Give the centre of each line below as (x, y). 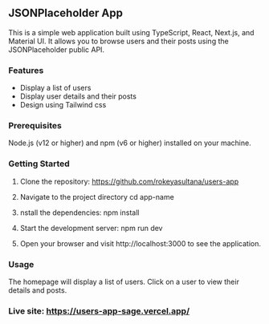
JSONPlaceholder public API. (57, 49)
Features (26, 70)
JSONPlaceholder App (65, 13)
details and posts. (38, 290)
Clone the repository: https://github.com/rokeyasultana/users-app (129, 181)
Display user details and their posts (78, 96)
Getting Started (39, 164)
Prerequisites (35, 126)
